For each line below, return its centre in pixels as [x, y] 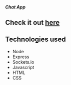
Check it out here [32, 22]
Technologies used [35, 40]
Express [21, 57]
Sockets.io [23, 62]
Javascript [23, 67]
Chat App [15, 7]
